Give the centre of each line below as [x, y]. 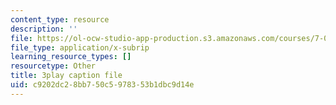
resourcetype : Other [53, 66]
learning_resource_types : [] [71, 57]
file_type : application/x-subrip [80, 47]
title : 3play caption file [66, 76]
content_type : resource [60, 19]
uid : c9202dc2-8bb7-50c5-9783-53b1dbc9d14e [102, 85]
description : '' [44, 29]
